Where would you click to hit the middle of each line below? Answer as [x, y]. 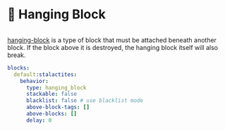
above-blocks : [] [51, 114]
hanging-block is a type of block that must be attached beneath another [112, 40]
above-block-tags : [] [58, 107]
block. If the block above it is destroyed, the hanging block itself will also [113, 47]
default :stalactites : [45, 74]
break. [17, 55]
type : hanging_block [56, 87]
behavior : [35, 81]
